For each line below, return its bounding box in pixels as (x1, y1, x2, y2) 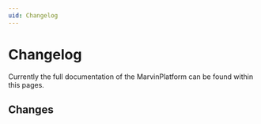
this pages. (8, 80, 45, 89)
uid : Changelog (8, 11, 59, 20)
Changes (8, 103, 54, 116)
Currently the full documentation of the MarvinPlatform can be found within (8, 72, 254, 81)
